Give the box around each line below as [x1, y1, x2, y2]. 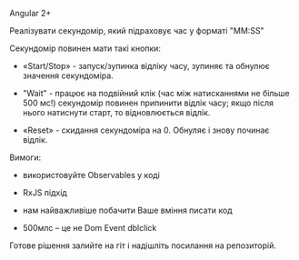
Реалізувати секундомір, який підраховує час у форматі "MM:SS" [9, 25, 265, 35]
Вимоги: [9, 152, 42, 163]
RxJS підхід [22, 187, 68, 198]
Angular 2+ [9, 8, 52, 18]
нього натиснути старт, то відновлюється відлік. [22, 107, 211, 117]
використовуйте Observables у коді [22, 170, 161, 180]
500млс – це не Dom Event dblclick [22, 223, 157, 233]
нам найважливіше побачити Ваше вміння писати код [22, 205, 234, 215]
